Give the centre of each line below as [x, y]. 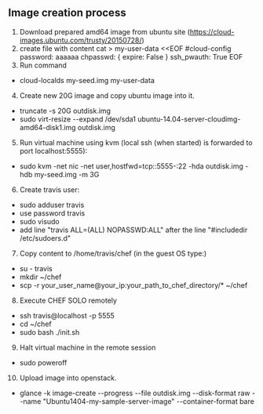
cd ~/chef [36, 324]
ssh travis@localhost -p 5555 [67, 315]
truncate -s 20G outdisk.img [65, 111]
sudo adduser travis [52, 205]
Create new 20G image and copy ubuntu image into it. [107, 95]
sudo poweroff [43, 362]
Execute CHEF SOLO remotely [68, 300]
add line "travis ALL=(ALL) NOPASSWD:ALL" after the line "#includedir [133, 230]
